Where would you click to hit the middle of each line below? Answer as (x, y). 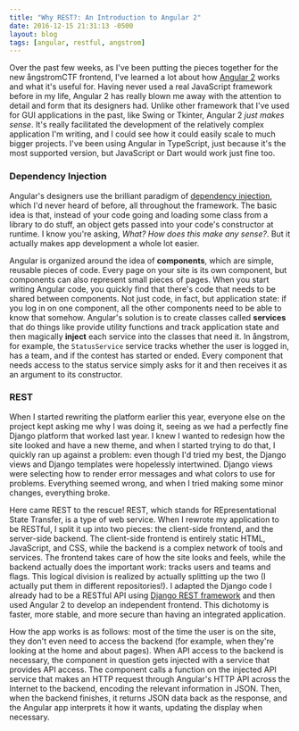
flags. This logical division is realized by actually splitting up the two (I (137, 576)
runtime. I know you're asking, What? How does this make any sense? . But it (150, 234)
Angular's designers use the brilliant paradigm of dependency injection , (141, 195)
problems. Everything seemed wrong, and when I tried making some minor (146, 483)
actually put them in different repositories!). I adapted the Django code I (141, 586)
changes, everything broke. (60, 493)
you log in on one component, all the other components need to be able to (145, 308)
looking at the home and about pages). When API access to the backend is (146, 650)
